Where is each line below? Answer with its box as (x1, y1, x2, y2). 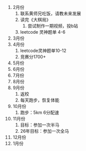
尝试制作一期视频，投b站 (27, 23, 78, 29)
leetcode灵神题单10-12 (20, 48, 67, 53)
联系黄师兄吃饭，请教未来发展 (20, 10, 81, 16)
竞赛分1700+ (20, 54, 46, 59)
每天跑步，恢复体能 (20, 97, 60, 103)
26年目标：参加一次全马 (20, 128, 69, 134)
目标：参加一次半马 (20, 122, 60, 128)
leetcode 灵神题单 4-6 (20, 29, 66, 35)
